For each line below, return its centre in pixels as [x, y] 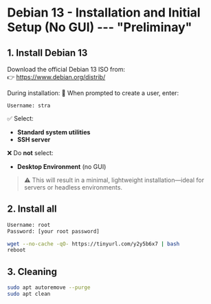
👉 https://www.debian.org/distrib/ [56, 77]
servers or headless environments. [73, 187]
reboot [16, 250]
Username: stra [29, 105]
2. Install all [32, 209]
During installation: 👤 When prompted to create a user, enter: [93, 93]
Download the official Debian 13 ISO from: [66, 69]
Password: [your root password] [53, 231]
